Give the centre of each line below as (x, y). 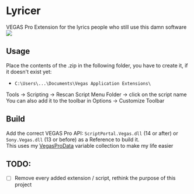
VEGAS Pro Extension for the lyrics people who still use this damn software (96, 27)
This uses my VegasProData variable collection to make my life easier (90, 145)
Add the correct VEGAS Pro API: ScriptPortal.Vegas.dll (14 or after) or (92, 133)
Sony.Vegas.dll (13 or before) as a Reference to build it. (73, 139)
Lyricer (23, 11)
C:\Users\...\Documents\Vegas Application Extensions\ (83, 83)
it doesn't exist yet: (29, 72)
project (23, 185)
